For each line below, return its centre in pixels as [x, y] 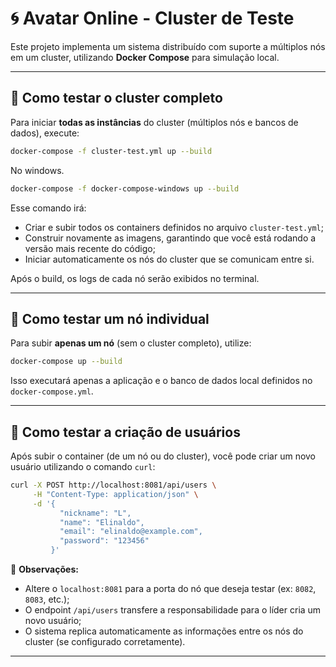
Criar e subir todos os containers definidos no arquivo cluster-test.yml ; [174, 227]
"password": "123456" [104, 541]
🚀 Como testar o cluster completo [116, 98]
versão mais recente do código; [90, 248]
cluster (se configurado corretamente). [105, 641]
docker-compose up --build [66, 362]
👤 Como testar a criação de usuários [125, 432]
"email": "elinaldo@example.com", [131, 532]
